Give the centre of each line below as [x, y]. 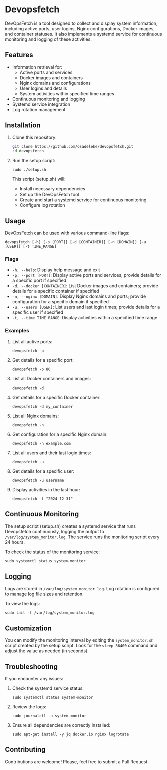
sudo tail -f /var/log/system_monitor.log [50, 613]
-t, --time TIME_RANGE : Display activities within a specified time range [85, 318]
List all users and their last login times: [52, 453]
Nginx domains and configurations [55, 83]
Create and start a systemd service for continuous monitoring [83, 200]
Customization [29, 628]
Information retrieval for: [37, 67]
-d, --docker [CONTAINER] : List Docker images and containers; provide [85, 286]
